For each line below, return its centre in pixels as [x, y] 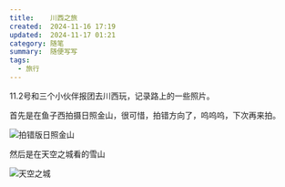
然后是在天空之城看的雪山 [57, 154]
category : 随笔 [37, 43]
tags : [20, 60]
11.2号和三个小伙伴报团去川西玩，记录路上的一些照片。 [112, 96]
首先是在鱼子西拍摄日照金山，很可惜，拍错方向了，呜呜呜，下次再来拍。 [145, 115]
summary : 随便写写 [44, 52]
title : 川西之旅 [44, 18]
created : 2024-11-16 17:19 [63, 26]
